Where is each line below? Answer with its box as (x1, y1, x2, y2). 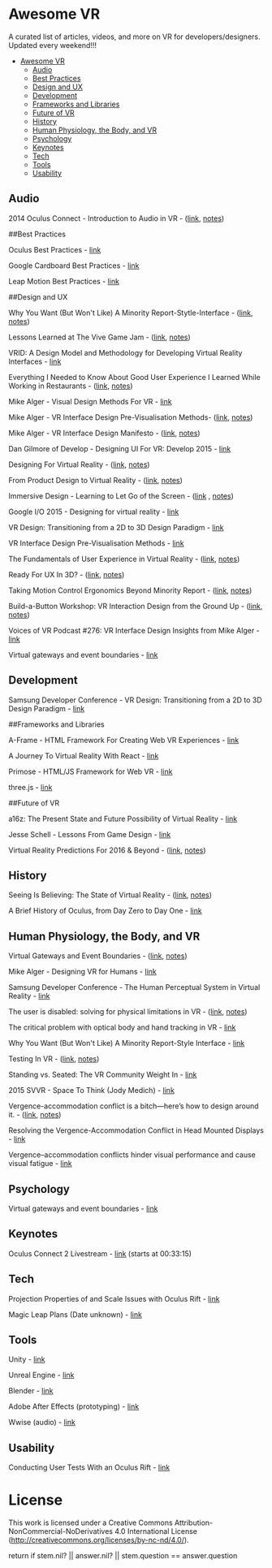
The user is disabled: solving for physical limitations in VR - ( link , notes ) (8, 1007, 248, 1017)
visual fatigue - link (8, 1159, 73, 1168)
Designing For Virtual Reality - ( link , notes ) (8, 460, 150, 469)
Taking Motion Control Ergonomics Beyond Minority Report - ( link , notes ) (8, 585, 253, 595)
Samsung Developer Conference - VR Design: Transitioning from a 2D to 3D (8, 695, 262, 705)
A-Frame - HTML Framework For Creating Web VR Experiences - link (8, 735, 240, 745)
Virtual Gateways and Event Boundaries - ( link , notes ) (8, 951, 188, 961)
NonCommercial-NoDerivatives (8, 1527, 114, 1536)
